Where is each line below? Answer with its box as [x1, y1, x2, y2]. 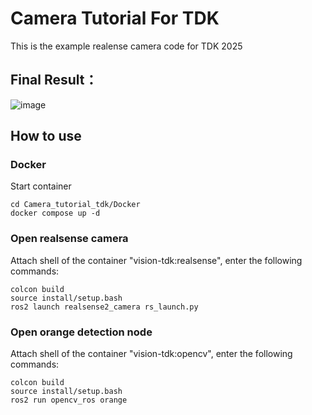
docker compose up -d [10, 208, 101, 219]
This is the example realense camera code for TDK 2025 [10, 40, 243, 52]
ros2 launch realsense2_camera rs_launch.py [10, 302, 199, 312]
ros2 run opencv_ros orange [10, 395, 128, 406]
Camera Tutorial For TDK [10, 7, 220, 30]
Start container [10, 180, 72, 192]
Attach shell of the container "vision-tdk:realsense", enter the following [10, 254, 303, 266]
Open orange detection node [10, 325, 153, 339]
